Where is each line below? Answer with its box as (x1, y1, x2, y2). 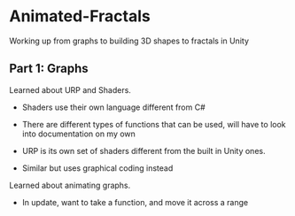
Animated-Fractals (9, 6, 151, 27)
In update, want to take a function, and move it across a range (21, 197, 249, 207)
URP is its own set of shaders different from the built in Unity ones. (21, 145, 266, 156)
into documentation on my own (21, 128, 136, 139)
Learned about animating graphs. (9, 180, 131, 190)
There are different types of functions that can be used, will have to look (21, 119, 286, 129)
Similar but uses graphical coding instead (21, 162, 174, 174)
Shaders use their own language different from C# (21, 102, 206, 112)
